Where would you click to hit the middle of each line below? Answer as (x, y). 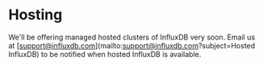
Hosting (35, 15)
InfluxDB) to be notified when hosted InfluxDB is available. (105, 54)
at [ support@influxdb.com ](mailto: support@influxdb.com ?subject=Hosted (132, 45)
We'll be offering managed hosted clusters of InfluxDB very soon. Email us (132, 37)
